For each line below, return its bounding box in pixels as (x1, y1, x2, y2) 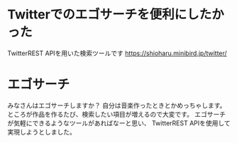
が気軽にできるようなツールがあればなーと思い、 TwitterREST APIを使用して (7, 118, 231, 127)
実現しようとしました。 (7, 127, 76, 136)
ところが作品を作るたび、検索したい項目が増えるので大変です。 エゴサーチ (7, 110, 226, 118)
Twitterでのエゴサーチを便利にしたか (7, 6, 225, 23)
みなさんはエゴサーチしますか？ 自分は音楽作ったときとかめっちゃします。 (7, 101, 226, 110)
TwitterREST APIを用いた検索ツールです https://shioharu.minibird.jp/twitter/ (7, 49, 227, 57)
